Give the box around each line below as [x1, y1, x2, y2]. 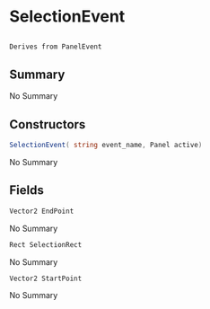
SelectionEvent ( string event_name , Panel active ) [9, 141, 203, 150]
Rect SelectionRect [9, 240, 83, 249]
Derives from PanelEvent [9, 42, 102, 51]
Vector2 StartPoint [9, 274, 83, 283]
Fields [9, 182, 45, 199]
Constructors [9, 117, 86, 132]
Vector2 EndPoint [9, 207, 74, 216]
